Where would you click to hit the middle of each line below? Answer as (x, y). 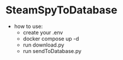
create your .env (43, 32)
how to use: (28, 26)
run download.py (43, 45)
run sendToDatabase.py (52, 51)
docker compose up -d (51, 38)
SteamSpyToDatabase (61, 10)
